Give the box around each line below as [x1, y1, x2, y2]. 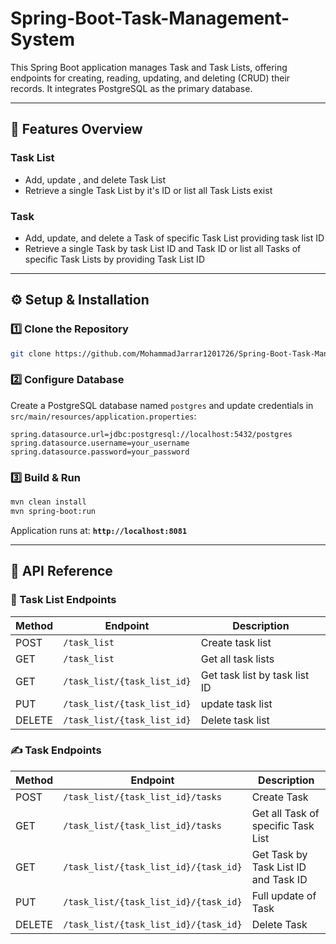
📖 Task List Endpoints [10, 593, 117, 607]
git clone [10, 348, 52, 359]
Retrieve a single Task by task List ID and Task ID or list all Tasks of [24, 242, 302, 254]
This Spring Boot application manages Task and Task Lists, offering [10, 61, 288, 73]
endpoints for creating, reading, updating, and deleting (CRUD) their [10, 72, 291, 84]
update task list [200, 697, 273, 711]
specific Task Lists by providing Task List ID [24, 253, 205, 265]
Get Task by [251, 847, 308, 861]
